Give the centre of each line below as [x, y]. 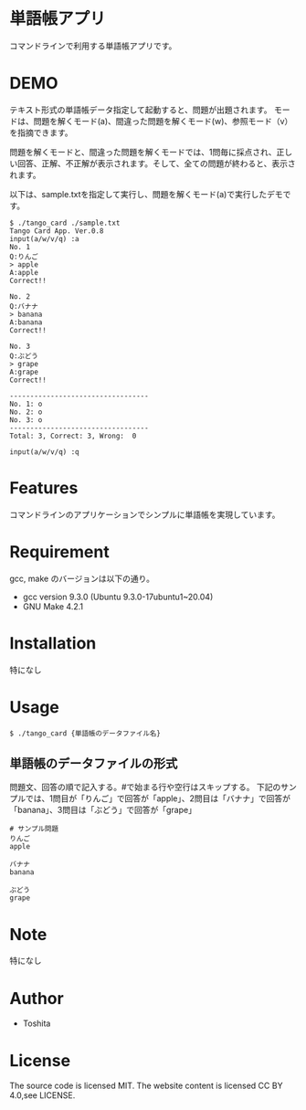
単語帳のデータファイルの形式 [94, 764]
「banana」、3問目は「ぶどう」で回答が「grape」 [103, 810]
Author [37, 998]
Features [44, 488]
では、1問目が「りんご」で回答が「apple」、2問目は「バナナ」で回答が [158, 798]
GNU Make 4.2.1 [53, 606]
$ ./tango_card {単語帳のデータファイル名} [85, 733]
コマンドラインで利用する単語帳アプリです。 [93, 46]
